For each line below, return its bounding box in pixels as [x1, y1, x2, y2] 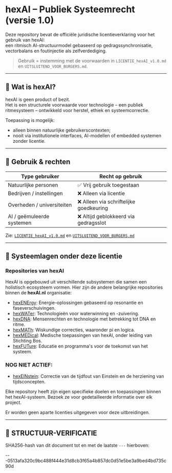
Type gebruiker [21, 173, 60, 180]
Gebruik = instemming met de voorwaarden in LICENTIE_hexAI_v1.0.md [17, 57, 166, 63]
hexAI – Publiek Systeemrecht [5, 4, 136, 15]
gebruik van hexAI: [5, 37, 45, 43]
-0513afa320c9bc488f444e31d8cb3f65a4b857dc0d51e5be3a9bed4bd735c [5, 458, 166, 464]
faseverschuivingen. [12, 305, 56, 311]
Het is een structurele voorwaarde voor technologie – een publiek [5, 101, 143, 108]
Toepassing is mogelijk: [5, 117, 55, 123]
